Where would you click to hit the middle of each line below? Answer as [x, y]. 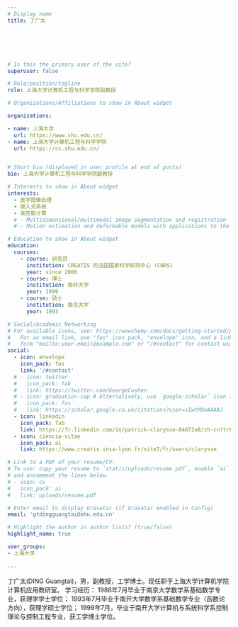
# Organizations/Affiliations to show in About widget [90, 103]
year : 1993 [42, 311]
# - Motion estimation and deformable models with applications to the [122, 226]
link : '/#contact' [47, 370]
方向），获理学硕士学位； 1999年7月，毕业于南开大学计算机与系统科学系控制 [118, 607]
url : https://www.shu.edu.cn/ [58, 135]
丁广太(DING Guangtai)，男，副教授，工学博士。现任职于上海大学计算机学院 [118, 581]
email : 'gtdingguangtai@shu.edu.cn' [61, 514]
